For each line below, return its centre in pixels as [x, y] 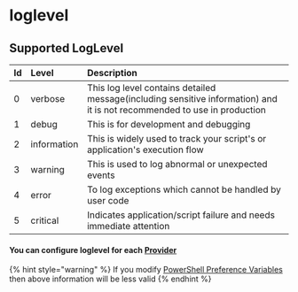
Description [112, 73]
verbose [48, 99]
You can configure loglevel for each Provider [93, 250]
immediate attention [129, 226]
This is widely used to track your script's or [177, 138]
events [101, 175]
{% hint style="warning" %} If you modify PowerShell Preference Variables [146, 270]
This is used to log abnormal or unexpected [177, 164]
